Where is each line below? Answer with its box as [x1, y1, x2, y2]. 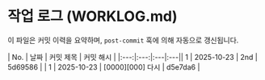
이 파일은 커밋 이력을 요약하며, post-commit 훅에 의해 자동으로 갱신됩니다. [7, 35, 239, 45]
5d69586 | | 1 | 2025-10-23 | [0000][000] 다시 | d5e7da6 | [7, 62, 200, 72]
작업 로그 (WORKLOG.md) [7, 7, 179, 26]
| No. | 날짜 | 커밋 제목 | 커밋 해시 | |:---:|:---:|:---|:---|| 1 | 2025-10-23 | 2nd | [7, 52, 258, 62]
